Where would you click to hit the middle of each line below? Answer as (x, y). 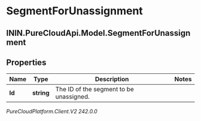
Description (112, 79)
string (41, 93)
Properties (26, 62)
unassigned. (72, 97)
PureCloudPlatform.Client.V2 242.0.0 (52, 111)
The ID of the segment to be (95, 89)
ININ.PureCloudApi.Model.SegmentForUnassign (98, 33)
